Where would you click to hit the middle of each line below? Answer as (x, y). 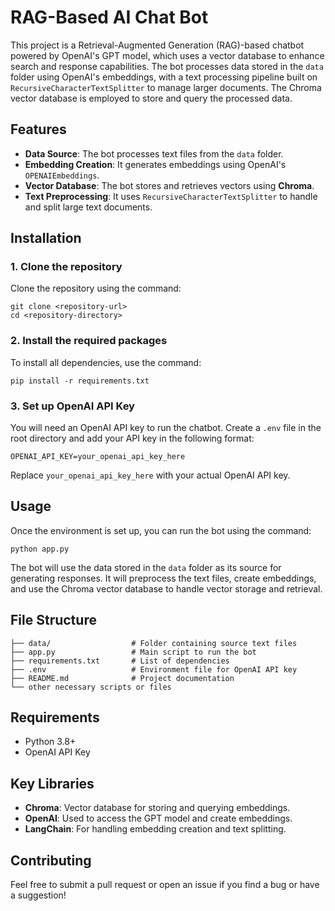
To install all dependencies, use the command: (106, 362)
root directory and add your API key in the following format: (132, 438)
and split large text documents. (88, 207)
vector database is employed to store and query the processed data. (151, 98)
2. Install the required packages (89, 341)
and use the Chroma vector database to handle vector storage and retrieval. (166, 588)
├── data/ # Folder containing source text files (154, 643)
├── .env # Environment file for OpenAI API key (154, 669)
